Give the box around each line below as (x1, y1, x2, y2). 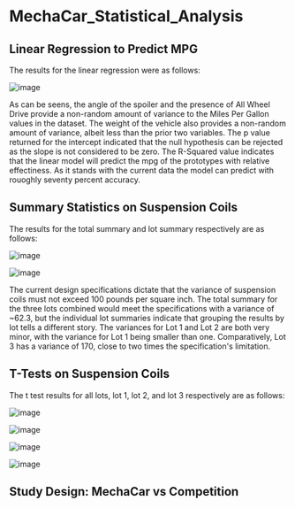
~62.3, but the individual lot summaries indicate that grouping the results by (9, 312, 285, 323)
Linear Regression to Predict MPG (9, 42, 199, 57)
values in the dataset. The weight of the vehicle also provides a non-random (9, 118, 287, 128)
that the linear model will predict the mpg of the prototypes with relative (9, 156, 270, 165)
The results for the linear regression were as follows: (9, 65, 200, 75)
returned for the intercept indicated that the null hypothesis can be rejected (9, 137, 284, 147)
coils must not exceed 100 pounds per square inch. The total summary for (9, 294, 278, 304)
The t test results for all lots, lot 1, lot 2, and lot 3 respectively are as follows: (9, 389, 285, 400)
